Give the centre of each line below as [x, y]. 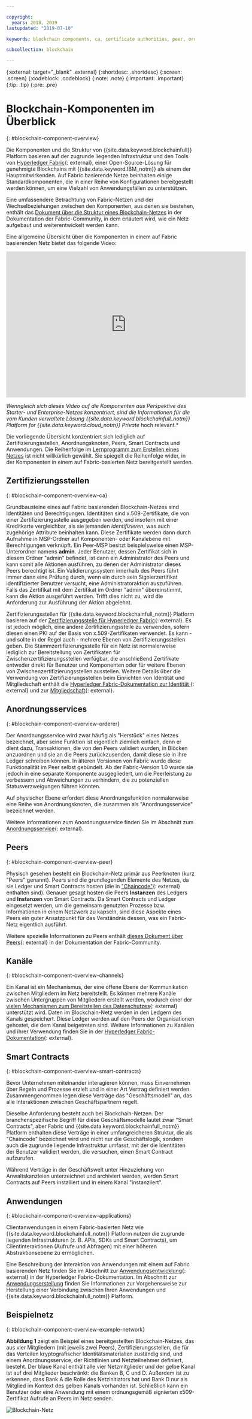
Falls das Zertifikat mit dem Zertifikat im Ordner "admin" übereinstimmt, [94, 589]
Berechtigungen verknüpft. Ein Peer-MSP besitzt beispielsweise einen [92, 545]
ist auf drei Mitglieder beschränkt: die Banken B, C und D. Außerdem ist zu [98, 1373]
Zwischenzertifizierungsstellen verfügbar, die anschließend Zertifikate [93, 658]
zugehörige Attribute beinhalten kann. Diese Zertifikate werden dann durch [99, 532]
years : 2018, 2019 [35, 22]
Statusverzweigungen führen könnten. [53, 786]
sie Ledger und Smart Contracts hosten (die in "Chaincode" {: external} [93, 886]
